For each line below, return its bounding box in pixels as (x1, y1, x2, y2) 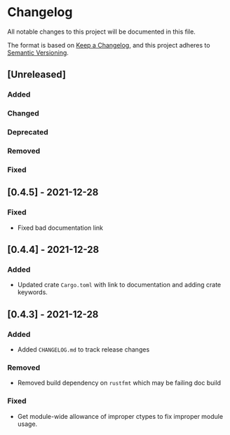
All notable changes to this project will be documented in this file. (7, 27, 196, 36)
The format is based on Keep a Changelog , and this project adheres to (7, 41, 210, 49)
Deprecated (7, 127, 49, 137)
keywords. (17, 288, 48, 296)
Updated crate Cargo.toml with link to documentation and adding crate (17, 281, 222, 289)
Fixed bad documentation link (17, 223, 104, 232)
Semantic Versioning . (7, 48, 69, 57)
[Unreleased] (7, 69, 67, 81)
